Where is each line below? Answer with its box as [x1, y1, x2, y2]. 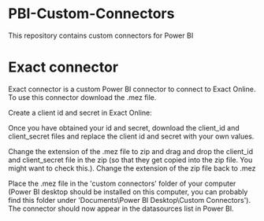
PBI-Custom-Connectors [8, 5, 175, 23]
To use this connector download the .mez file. [8, 92, 157, 102]
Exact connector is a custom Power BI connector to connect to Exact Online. [8, 84, 256, 94]
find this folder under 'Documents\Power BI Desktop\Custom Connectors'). [8, 195, 251, 204]
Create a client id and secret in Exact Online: [8, 108, 152, 117]
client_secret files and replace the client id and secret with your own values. [8, 131, 255, 141]
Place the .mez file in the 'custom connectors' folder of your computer [8, 179, 236, 188]
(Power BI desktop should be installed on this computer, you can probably [8, 186, 248, 197]
